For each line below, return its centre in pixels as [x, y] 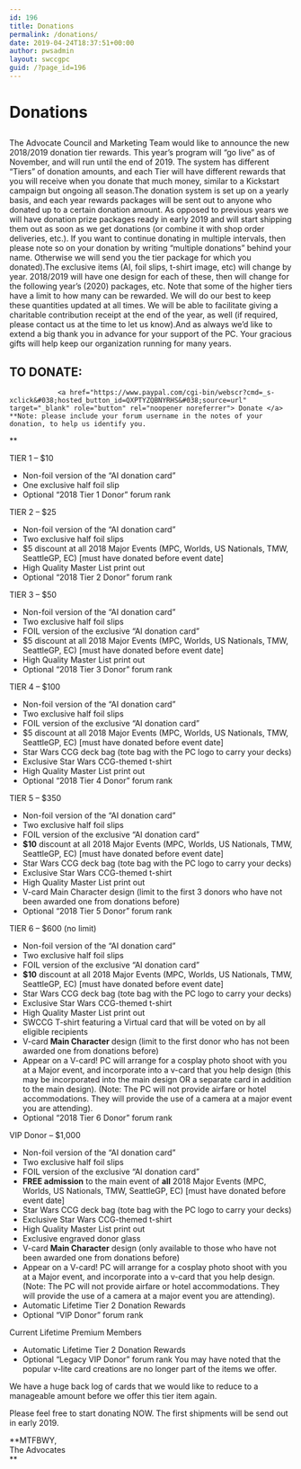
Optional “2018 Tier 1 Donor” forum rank [96, 494]
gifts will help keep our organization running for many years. [120, 343]
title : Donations [42, 26]
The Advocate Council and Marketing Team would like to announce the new [150, 143]
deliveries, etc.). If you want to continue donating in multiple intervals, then [147, 238]
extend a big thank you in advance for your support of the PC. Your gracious [150, 334]
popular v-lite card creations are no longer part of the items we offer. [149, 1369]
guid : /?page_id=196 [48, 68]
